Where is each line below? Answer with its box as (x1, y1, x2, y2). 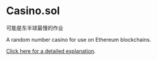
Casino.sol (6, 4, 60, 18)
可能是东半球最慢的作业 (6, 24, 63, 31)
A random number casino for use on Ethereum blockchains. (6, 36, 152, 43)
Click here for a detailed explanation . (6, 47, 96, 54)
